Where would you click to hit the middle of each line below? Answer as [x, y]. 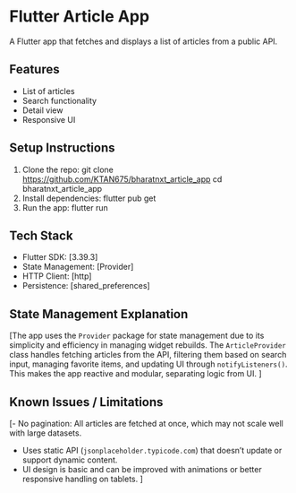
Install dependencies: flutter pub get [89, 198]
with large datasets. [46, 433]
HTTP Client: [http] [57, 276]
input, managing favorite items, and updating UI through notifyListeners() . [148, 364]
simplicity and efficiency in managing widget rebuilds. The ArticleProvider [148, 345]
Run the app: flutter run [65, 207]
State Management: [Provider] [78, 267]
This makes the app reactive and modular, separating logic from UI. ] [135, 374]
